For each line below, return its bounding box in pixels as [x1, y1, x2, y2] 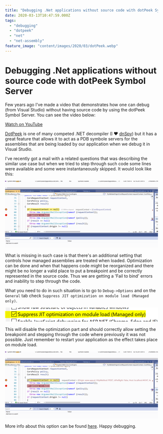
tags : [5, 18, 16, 23]
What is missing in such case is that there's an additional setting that [5, 252, 142, 259]
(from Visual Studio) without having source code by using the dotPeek [5, 107, 146, 112]
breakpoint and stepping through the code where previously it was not [5, 331, 146, 337]
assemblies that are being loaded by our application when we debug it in [5, 141, 150, 147]
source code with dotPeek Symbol [5, 75, 146, 86]
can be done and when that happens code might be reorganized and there [5, 263, 154, 269]
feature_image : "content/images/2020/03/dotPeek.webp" [5, 44, 118, 48]
